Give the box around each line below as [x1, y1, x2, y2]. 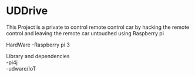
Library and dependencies [6, 52, 70, 59]
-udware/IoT [6, 65, 36, 72]
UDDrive [6, 4, 48, 18]
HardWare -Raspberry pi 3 [6, 41, 70, 48]
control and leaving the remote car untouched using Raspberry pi [6, 29, 164, 36]
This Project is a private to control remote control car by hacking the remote [6, 24, 190, 31]
